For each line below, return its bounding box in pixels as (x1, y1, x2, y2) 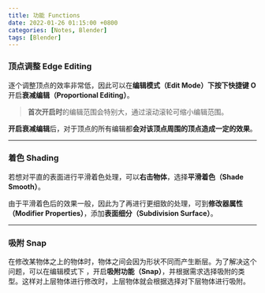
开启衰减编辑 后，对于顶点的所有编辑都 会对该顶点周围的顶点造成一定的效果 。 (8, 124, 257, 133)
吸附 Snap (8, 237, 47, 248)
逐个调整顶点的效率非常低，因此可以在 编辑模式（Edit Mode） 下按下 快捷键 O (8, 80, 256, 90)
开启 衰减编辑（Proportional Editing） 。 (8, 90, 134, 99)
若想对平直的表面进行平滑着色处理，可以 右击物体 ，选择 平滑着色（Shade (8, 172, 244, 181)
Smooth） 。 (8, 182, 45, 191)
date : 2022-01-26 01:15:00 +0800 (8, 19, 118, 27)
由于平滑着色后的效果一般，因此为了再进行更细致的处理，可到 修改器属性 (8, 198, 243, 208)
